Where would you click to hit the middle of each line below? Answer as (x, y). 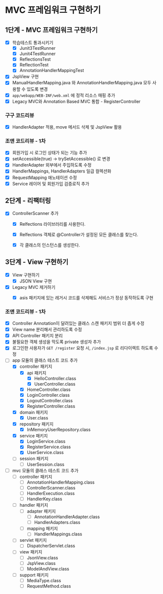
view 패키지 (31, 552)
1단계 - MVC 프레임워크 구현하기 (52, 30)
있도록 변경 (37, 89)
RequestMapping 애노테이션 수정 (44, 177)
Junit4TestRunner (38, 54)
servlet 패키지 (33, 540)
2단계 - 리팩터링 (28, 201)
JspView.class (41, 563)
